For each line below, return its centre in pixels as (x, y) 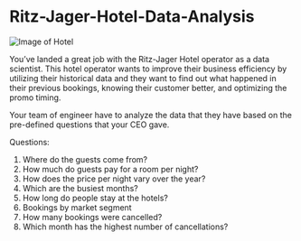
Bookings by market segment (77, 207)
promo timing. (35, 97)
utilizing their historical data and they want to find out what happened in (143, 78)
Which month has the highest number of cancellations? (125, 227)
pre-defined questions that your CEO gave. (89, 125)
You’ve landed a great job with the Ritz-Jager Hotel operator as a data (139, 59)
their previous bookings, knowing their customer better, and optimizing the (148, 88)
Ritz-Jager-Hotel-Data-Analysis (132, 17)
